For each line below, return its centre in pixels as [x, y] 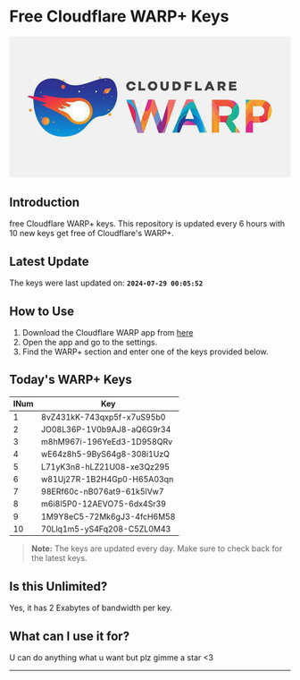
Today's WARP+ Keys [71, 380]
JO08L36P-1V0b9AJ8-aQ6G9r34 [106, 429]
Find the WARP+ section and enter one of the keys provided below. [146, 352]
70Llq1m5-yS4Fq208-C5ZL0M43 [106, 529]
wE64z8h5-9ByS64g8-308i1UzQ [105, 455]
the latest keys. [59, 558]
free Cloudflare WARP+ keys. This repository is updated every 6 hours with [147, 224]
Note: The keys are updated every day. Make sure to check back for [157, 548]
